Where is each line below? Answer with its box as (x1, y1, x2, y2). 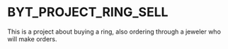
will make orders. (7, 34, 58, 43)
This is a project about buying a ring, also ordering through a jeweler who (7, 27, 222, 36)
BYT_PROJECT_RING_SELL (7, 4, 169, 20)
